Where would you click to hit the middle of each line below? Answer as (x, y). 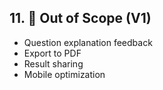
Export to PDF (52, 53)
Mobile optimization (64, 74)
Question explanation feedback (88, 42)
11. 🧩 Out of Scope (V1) (80, 18)
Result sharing (53, 63)
